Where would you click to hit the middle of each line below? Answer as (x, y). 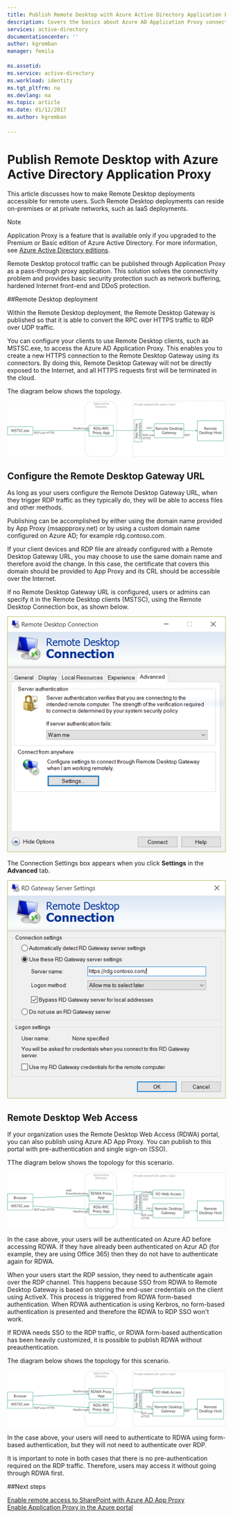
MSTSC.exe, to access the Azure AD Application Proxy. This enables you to (115, 348)
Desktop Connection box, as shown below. (68, 607)
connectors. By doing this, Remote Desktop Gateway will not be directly (110, 363)
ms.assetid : (24, 66)
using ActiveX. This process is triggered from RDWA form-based (100, 1297)
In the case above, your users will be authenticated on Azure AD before (109, 1240)
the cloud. (21, 378)
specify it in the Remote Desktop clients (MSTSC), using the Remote (104, 600)
